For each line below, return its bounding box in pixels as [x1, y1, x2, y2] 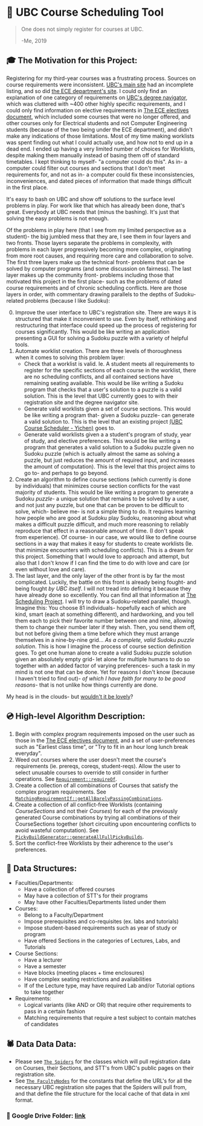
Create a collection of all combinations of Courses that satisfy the [14, 781, 178, 789]
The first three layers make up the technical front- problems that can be [6, 258, 185, 265]
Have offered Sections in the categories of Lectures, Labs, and [24, 937, 180, 945]
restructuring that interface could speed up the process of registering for [14, 322, 197, 329]
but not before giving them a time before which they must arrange [14, 630, 179, 637]
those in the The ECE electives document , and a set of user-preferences [14, 737, 195, 744]
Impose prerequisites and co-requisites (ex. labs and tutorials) [24, 918, 179, 925]
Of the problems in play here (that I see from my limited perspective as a [6, 226, 186, 233]
